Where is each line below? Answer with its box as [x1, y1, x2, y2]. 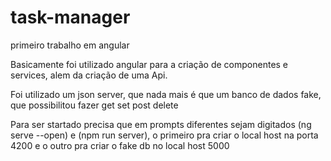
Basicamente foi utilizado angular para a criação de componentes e [10, 58, 289, 70]
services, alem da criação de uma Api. [10, 69, 168, 81]
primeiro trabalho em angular [10, 39, 130, 51]
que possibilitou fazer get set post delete [10, 99, 179, 111]
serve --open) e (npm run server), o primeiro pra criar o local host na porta [10, 129, 319, 141]
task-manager [10, 6, 131, 29]
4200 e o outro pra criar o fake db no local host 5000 [10, 139, 230, 151]
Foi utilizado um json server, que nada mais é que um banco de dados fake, [10, 88, 322, 100]
